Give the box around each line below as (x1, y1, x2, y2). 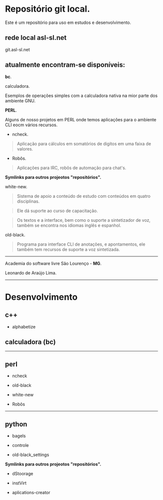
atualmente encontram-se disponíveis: (5, 61, 125, 69)
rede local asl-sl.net (5, 34, 67, 42)
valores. (16, 146, 33, 152)
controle (12, 442, 29, 448)
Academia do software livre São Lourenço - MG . (5, 260, 102, 266)
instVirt (12, 480, 27, 486)
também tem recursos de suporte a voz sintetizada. (16, 246, 120, 252)
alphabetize (12, 324, 36, 329)
